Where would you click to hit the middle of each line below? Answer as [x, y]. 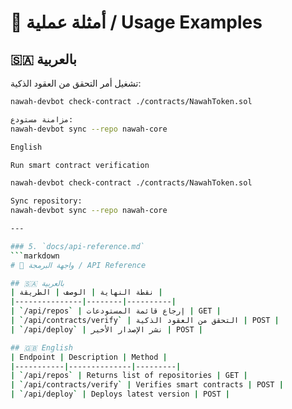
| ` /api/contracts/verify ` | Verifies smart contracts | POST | [147, 385]
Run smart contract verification [80, 165]
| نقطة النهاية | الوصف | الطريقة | [86, 292]
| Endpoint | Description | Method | [89, 357]
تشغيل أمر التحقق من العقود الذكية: [76, 83]
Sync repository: [46, 201]
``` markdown [35, 256]
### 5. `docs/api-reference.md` [77, 246]
